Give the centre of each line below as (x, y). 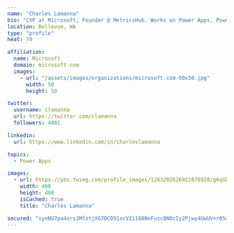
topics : (18, 154)
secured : (20, 218)
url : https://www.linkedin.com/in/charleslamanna (87, 142)
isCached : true (42, 199)
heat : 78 (20, 40)
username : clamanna (42, 110)
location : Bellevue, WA (42, 26)
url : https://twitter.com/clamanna (65, 116)
